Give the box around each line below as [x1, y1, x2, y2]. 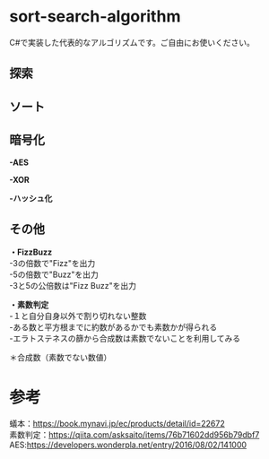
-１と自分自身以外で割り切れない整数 [9, 311, 147, 322]
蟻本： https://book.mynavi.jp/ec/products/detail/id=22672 [9, 419, 226, 429]
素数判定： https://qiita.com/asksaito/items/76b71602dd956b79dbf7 [9, 429, 260, 440]
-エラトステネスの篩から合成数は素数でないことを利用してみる [9, 333, 241, 344]
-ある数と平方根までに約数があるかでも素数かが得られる [9, 322, 218, 333]
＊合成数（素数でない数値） [9, 352, 112, 363]
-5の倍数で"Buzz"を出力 [9, 269, 99, 280]
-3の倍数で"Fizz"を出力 [9, 258, 96, 269]
